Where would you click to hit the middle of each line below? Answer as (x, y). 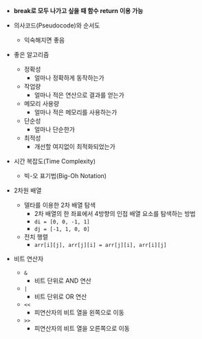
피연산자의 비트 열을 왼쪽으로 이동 (79, 313)
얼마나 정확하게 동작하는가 (69, 78)
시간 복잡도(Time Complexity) (55, 161)
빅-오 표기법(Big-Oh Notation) (65, 176)
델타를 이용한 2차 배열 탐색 (60, 205)
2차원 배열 (27, 190)
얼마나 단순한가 (55, 129)
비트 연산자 (29, 259)
